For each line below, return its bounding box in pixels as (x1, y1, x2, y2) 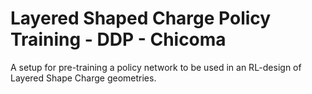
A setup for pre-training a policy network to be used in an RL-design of (10, 61, 302, 73)
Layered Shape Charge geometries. (10, 72, 157, 84)
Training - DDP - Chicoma (10, 28, 227, 51)
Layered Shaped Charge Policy (10, 7, 272, 30)
